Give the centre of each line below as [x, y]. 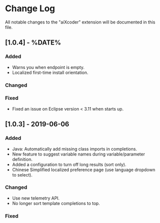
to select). [22, 175]
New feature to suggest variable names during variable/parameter [79, 154]
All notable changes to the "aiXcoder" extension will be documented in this [80, 22]
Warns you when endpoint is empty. [48, 67]
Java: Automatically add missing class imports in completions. [75, 149]
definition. [22, 159]
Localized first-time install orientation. [50, 72]
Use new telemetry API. [36, 198]
